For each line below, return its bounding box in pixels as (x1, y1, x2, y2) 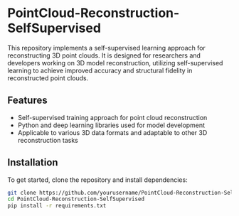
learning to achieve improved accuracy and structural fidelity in (7, 66, 193, 75)
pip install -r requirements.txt (7, 202, 107, 210)
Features (7, 94, 48, 107)
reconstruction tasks (17, 136, 78, 144)
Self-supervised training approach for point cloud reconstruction (17, 113, 208, 121)
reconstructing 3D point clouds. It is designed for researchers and (7, 51, 201, 60)
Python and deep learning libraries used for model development (17, 121, 205, 129)
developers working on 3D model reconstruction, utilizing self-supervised (7, 58, 223, 67)
